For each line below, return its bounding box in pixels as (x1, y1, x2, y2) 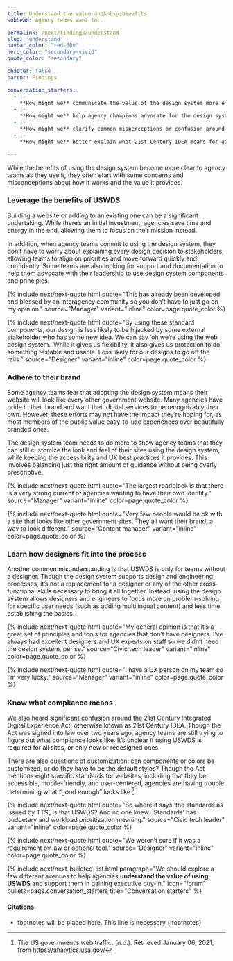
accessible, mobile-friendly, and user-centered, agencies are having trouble (7, 779, 225, 787)
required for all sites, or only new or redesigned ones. (7, 743, 161, 751)
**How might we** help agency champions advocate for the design (19, 113, 213, 120)
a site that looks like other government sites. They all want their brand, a (7, 517, 214, 525)
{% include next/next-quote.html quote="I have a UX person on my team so (7, 666, 224, 674)
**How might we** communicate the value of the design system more (19, 99, 218, 106)
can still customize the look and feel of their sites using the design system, (7, 446, 221, 454)
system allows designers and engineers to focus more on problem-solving (7, 595, 220, 603)
